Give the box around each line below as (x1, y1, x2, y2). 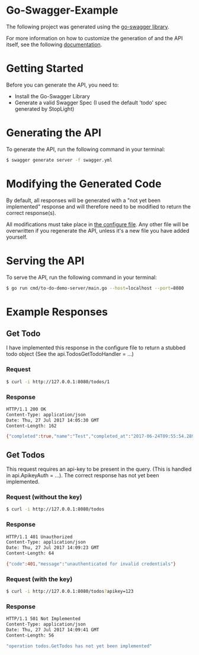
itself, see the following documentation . (6, 41, 102, 48)
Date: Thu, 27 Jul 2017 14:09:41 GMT (6, 627, 99, 633)
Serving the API (6, 254, 85, 267)
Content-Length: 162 (6, 423, 57, 429)
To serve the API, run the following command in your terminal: (6, 274, 157, 281)
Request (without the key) (6, 493, 82, 501)
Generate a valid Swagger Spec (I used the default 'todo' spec (14, 99, 167, 106)
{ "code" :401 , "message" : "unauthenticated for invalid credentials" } (6, 561, 176, 567)
